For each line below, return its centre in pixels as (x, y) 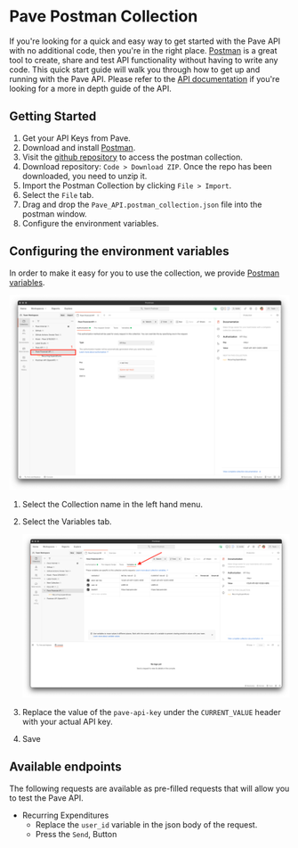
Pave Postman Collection (104, 16)
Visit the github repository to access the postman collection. (132, 157)
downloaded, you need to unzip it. (85, 176)
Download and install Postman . (79, 147)
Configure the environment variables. (90, 223)
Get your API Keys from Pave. (76, 138)
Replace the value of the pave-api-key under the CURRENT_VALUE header (152, 712)
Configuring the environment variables (119, 251)
